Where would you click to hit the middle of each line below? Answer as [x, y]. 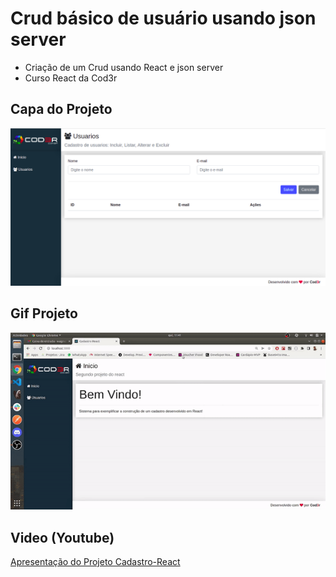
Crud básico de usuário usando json [163, 18]
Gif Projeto [44, 313]
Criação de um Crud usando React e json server [124, 67]
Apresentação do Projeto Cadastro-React [95, 562]
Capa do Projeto [61, 109]
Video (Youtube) [62, 537]
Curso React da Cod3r [71, 78]
